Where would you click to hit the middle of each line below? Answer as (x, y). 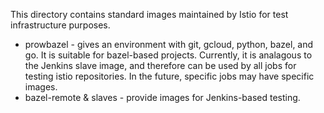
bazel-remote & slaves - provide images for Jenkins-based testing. (162, 97)
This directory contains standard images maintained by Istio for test (149, 14)
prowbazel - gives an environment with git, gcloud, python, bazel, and (169, 44)
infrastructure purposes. (60, 25)
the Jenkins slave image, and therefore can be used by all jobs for (160, 65)
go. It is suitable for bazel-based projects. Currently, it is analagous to (168, 55)
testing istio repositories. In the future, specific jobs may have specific (169, 76)
